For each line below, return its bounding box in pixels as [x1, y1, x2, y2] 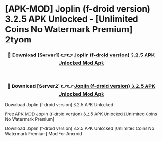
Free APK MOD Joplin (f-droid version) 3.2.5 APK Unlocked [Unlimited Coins [5, 111, 157, 117]
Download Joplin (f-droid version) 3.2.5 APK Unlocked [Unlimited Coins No [5, 126, 155, 131]
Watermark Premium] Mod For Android [5, 130, 82, 136]
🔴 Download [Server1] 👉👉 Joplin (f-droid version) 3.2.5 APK [7, 52, 155, 58]
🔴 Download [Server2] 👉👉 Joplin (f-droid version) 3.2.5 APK [7, 83, 156, 90]
